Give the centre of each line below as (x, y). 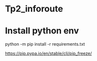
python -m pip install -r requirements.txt (45, 44)
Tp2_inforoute (34, 9)
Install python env (42, 31)
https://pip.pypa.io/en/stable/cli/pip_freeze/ (48, 53)
